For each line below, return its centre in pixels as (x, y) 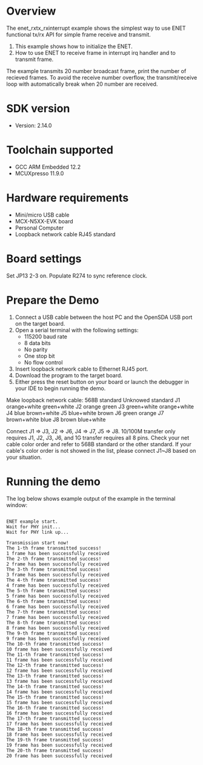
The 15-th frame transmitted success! (55, 697)
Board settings (44, 258)
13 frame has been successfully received (59, 681)
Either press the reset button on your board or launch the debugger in (102, 382)
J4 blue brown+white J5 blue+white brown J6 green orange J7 (85, 413)
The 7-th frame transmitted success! (54, 612)
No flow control (43, 362)
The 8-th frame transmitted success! (54, 623)
